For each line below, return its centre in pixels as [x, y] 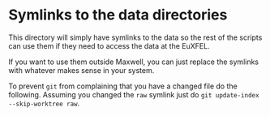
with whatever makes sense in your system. [81, 70]
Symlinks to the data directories [118, 15]
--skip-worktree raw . [44, 103]
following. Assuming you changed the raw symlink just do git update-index [134, 94]
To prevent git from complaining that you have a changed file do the [123, 86]
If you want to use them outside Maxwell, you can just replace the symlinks [134, 62]
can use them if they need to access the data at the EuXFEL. [109, 45]
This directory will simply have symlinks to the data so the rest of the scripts [135, 37]
